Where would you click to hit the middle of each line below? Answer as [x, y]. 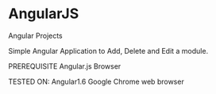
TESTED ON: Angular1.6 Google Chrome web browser [96, 81]
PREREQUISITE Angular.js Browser [65, 66]
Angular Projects [36, 36]
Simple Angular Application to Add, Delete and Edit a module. [108, 51]
